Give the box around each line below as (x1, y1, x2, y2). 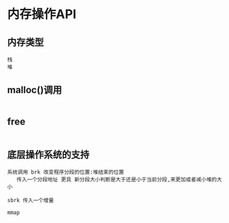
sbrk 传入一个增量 (7, 197, 54, 204)
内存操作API (7, 6, 76, 22)
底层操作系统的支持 (7, 149, 90, 160)
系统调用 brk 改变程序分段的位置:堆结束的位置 (7, 169, 124, 176)
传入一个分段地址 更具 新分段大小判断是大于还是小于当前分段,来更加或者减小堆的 (16, 176, 217, 183)
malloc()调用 (7, 84, 62, 96)
